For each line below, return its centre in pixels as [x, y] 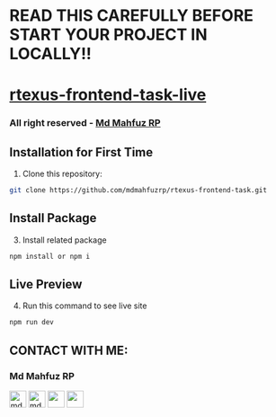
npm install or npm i [50, 256]
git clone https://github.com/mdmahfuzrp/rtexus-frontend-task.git [138, 191]
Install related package [64, 240]
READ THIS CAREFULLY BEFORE [132, 16]
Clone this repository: [62, 174]
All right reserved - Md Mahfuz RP [85, 123]
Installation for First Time [81, 152]
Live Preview [46, 284]
